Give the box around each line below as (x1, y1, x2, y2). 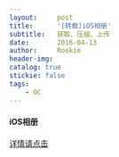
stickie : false (9, 71, 66, 80)
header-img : (9, 54, 53, 63)
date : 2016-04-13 (9, 37, 98, 47)
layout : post (9, 12, 74, 22)
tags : (9, 79, 29, 88)
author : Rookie (9, 46, 82, 55)
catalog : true (9, 63, 62, 72)
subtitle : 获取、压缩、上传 (9, 29, 111, 38)
